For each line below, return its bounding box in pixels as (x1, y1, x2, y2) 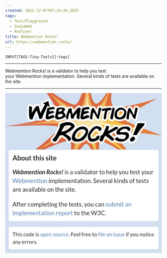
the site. (5, 78, 22, 84)
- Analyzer (9, 29, 32, 34)
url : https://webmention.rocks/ (5, 40, 72, 45)
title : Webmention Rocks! (5, 34, 59, 39)
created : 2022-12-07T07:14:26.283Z (5, 8, 79, 13)
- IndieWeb (9, 24, 32, 29)
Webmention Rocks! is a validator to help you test (5, 68, 106, 74)
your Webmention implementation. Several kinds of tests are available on (5, 73, 155, 79)
